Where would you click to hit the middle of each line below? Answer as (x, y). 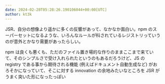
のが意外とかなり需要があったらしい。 (44, 41)
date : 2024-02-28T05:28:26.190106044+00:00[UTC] (56, 10)
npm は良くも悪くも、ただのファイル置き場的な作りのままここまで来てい (80, 52)
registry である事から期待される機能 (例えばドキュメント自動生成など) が (79, 64)
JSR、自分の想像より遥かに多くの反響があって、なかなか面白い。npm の (79, 29)
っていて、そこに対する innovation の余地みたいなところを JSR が (93, 70)
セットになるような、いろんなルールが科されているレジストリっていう (89, 35)
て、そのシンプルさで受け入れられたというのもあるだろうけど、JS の (75, 58)
